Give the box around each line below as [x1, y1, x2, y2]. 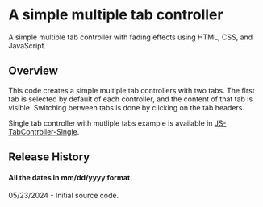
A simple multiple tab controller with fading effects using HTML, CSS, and [8, 32, 253, 42]
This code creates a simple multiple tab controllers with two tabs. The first [8, 85, 256, 95]
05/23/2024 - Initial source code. [8, 191, 119, 201]
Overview [8, 64, 59, 78]
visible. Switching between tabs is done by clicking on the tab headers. [8, 102, 244, 112]
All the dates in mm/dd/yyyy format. [8, 172, 133, 182]
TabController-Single [8, 126, 78, 136]
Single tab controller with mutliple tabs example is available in [8, 118, 213, 128]
